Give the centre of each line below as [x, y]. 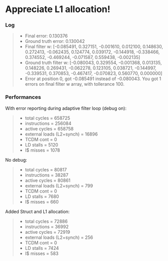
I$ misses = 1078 [43, 150]
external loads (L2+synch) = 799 [59, 185]
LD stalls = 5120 [42, 145]
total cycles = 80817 [46, 169]
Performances [23, 97]
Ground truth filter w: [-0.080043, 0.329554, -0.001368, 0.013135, [93, 63]
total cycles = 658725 [48, 118]
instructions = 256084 [48, 123]
